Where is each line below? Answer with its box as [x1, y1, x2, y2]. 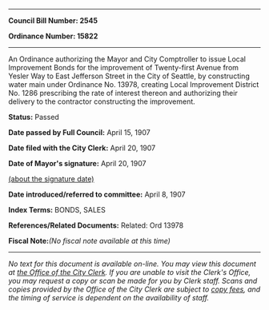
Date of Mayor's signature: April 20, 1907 [8, 159, 147, 168]
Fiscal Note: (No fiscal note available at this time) [8, 236, 171, 245]
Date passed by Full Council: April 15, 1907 [8, 128, 151, 137]
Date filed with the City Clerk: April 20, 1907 [8, 143, 156, 153]
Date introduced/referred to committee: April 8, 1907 [8, 189, 186, 199]
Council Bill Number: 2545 [8, 16, 98, 25]
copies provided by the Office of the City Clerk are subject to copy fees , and [8, 284, 261, 294]
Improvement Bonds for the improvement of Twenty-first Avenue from [8, 63, 239, 72]
